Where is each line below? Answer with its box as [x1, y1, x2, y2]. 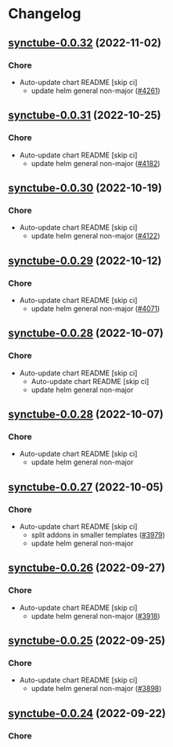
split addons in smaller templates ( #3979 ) [31, 531, 166, 539]
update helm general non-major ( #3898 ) [31, 684, 162, 693]
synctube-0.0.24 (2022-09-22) [8, 706, 166, 720]
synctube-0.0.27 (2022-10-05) [8, 480, 164, 494]
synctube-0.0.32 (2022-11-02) [8, 36, 162, 50]
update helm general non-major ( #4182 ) [31, 158, 160, 168]
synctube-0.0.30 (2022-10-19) [8, 181, 163, 194]
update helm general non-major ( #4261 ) [31, 86, 160, 95]
